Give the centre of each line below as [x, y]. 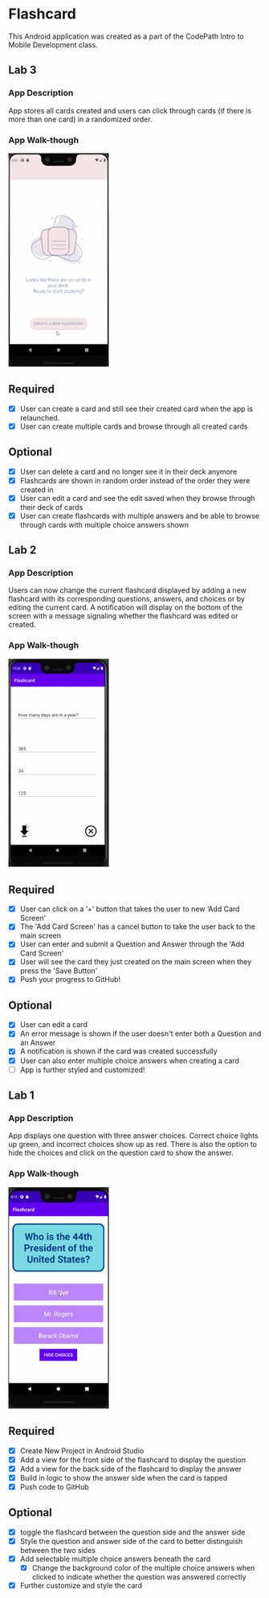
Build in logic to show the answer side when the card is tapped [124, 1477]
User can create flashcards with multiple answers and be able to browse [140, 516]
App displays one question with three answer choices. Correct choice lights [133, 1136]
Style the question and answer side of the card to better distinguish [131, 1541]
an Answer [38, 1043]
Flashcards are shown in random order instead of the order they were [135, 480]
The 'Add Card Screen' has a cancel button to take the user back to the [137, 926]
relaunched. [40, 417]
